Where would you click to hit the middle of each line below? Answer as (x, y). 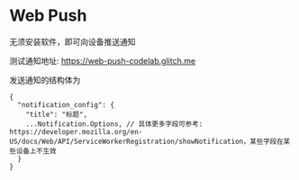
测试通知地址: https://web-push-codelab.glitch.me (103, 60)
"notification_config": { (66, 104)
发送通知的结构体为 (45, 80)
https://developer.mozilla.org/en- (76, 131)
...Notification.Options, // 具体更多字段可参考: (114, 124)
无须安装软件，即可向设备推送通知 (72, 41)
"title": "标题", (57, 114)
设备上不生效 (36, 151)
